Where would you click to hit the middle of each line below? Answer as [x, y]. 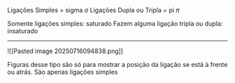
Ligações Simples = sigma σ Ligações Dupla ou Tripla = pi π [93, 10]
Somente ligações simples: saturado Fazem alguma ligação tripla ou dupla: [115, 23]
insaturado [23, 31]
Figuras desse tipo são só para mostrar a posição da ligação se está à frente [117, 65]
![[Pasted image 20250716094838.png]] [65, 51]
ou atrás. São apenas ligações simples [63, 72]
